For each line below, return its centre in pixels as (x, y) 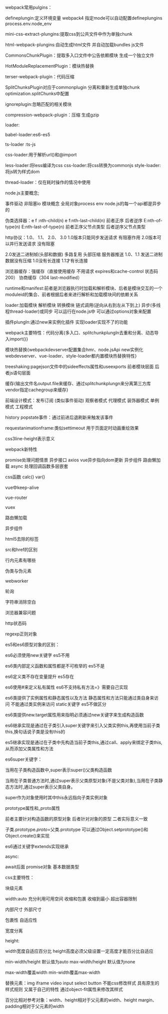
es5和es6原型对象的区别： (32, 644)
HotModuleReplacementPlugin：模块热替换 (49, 66)
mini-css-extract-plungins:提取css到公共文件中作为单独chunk (69, 34)
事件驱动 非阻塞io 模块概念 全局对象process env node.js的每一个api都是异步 (83, 204)
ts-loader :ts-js (20, 144)
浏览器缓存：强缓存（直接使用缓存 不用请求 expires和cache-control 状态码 (82, 271)
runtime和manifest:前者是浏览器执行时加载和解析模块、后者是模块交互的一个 (84, 288)
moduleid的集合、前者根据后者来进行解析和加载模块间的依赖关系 (72, 294)
